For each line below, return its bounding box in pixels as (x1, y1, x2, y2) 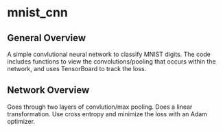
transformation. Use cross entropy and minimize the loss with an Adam (7, 109, 208, 118)
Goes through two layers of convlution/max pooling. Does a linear (7, 103, 193, 111)
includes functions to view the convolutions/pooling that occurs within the (7, 57, 216, 66)
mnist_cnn (7, 5, 69, 21)
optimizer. (7, 117, 36, 125)
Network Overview (7, 84, 90, 96)
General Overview (7, 32, 86, 44)
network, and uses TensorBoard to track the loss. (7, 65, 147, 72)
